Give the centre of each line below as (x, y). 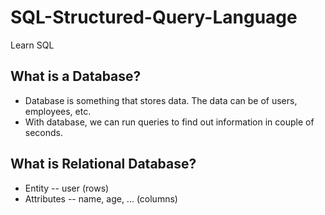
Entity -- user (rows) (67, 188)
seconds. (44, 132)
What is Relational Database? (103, 164)
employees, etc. (58, 111)
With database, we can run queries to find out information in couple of (169, 122)
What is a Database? (76, 76)
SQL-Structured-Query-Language (154, 17)
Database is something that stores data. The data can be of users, (161, 100)
